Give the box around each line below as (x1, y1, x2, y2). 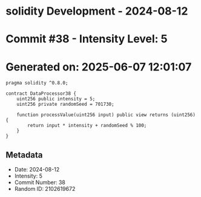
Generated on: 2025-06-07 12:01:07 (5, 60, 192, 74)
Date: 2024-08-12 (14, 166, 60, 173)
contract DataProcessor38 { (5, 91, 77, 97)
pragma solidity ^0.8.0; (5, 80, 68, 86)
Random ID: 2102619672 (14, 185, 76, 193)
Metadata (5, 150, 43, 160)
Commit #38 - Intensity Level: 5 (5, 32, 168, 46)
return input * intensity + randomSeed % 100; (27, 123, 147, 129)
